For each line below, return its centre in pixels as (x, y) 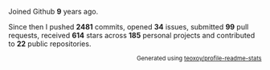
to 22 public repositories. (50, 44)
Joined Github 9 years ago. (53, 12)
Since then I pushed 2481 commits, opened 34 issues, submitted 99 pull (129, 27)
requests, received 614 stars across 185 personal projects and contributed (132, 35)
